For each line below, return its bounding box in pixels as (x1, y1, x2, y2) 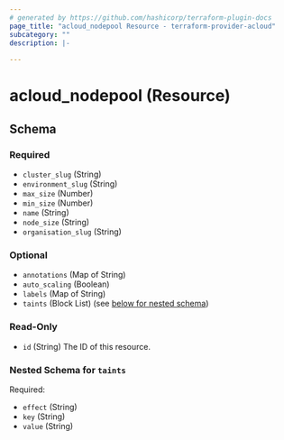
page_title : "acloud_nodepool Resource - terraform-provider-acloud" (9, 22, 277, 31)
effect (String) (22, 401, 78, 412)
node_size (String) (22, 217, 90, 227)
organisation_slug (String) (22, 226, 122, 237)
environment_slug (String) (22, 179, 118, 189)
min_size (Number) (22, 197, 94, 208)
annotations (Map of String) (22, 270, 126, 280)
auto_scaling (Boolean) (22, 279, 110, 289)
